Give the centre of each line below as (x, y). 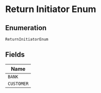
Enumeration (26, 28)
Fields (15, 55)
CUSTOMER (18, 83)
